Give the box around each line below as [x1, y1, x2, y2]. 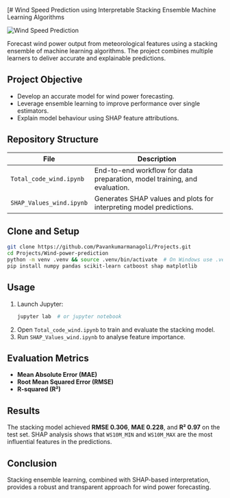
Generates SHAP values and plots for [94, 194, 214, 203]
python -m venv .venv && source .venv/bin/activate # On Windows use [7, 257, 213, 263]
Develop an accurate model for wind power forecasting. [16, 92, 175, 100]
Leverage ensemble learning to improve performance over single [16, 99, 201, 107]
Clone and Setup [7, 226, 80, 237]
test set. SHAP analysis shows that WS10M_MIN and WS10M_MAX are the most [7, 430, 213, 438]
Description [137, 154, 177, 163]
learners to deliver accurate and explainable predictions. [7, 54, 166, 62]
